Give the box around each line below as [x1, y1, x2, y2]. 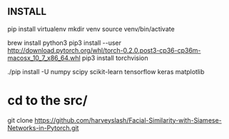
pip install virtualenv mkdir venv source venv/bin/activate [7, 24, 175, 33]
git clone [7, 115, 34, 124]
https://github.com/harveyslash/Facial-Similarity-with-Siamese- [34, 115, 223, 124]
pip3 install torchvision [81, 53, 148, 62]
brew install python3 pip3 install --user [7, 38, 122, 47]
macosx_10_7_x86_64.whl [7, 53, 81, 62]
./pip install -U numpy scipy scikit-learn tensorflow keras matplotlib [7, 67, 205, 76]
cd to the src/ [7, 93, 88, 108]
